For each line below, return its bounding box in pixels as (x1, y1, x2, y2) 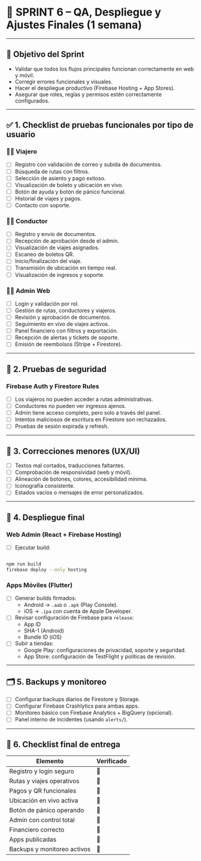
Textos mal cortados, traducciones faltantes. (14, 462, 126, 469)
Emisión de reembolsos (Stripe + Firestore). (14, 341, 123, 348)
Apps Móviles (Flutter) (6, 581, 73, 589)
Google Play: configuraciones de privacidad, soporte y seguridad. (23, 646, 187, 654)
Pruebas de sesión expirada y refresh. (14, 422, 109, 430)
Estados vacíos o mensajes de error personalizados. (14, 489, 144, 496)
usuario (6, 129, 36, 140)
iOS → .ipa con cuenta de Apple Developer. (23, 608, 132, 615)
